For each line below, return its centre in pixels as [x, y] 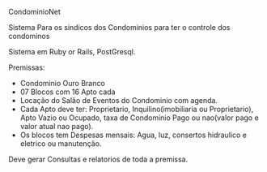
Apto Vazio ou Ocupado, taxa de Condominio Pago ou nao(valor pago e [139, 118]
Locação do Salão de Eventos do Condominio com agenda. [119, 100]
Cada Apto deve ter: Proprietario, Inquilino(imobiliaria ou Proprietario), [137, 109]
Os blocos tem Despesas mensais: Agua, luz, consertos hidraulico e [133, 135]
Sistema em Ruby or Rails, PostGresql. [72, 52]
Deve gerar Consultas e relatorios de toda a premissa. [98, 159]
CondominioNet [34, 12]
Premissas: [27, 67]
